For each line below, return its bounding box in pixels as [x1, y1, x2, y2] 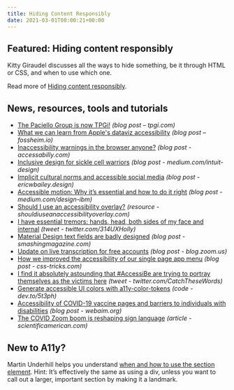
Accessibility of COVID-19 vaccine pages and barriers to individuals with [17, 299, 226, 308]
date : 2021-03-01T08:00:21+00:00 [7, 17, 105, 24]
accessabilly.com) [17, 151, 71, 159]
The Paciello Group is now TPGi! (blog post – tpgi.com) [17, 121, 176, 129]
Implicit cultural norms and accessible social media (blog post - [17, 173, 200, 182]
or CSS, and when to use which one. [7, 68, 112, 77]
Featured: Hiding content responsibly [7, 43, 173, 55]
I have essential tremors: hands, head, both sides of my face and [17, 217, 204, 226]
